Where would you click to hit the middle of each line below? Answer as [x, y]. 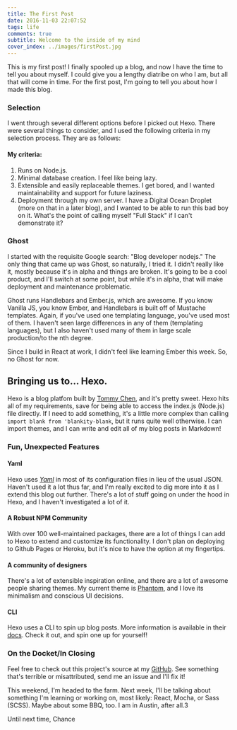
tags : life [23, 27]
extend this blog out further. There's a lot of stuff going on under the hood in [119, 494]
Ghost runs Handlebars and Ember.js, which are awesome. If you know [110, 300]
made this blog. [30, 89]
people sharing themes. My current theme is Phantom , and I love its [105, 589]
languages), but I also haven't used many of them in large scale [99, 330]
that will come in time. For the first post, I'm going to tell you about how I [112, 82]
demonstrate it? [40, 223]
